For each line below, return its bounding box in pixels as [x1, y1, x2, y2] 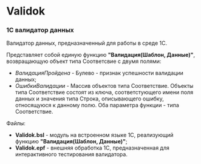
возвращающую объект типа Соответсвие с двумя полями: [6, 57, 162, 65]
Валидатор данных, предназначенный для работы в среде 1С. [6, 39, 168, 47]
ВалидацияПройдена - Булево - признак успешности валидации [15, 70, 183, 77]
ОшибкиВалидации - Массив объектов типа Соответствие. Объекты [15, 82, 194, 90]
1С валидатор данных [6, 26, 74, 34]
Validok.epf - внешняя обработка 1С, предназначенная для [15, 144, 170, 152]
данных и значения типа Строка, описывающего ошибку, [15, 95, 164, 102]
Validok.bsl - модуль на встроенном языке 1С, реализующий [15, 131, 174, 139]
